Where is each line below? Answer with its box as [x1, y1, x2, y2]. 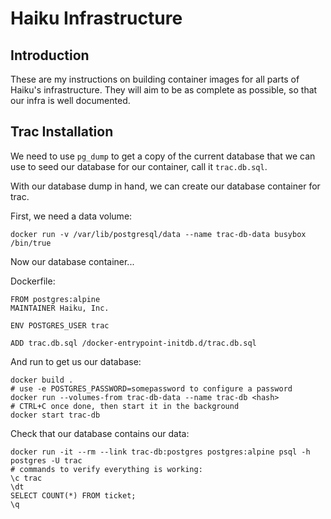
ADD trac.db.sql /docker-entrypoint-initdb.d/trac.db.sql [10, 338, 257, 348]
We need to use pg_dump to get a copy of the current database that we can [10, 150, 316, 162]
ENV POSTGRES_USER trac [10, 320, 110, 331]
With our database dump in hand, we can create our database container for [10, 180, 321, 192]
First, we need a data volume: [10, 210, 133, 222]
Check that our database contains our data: [10, 427, 190, 439]
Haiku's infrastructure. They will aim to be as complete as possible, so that [10, 84, 318, 96]
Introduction [10, 47, 90, 64]
